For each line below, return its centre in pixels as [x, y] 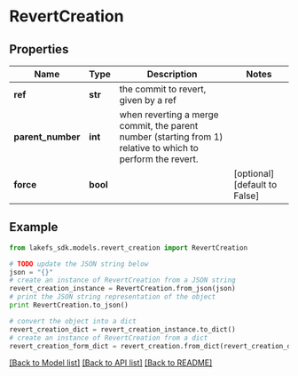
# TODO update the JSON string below [79, 264]
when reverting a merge [169, 115]
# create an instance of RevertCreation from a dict [109, 338]
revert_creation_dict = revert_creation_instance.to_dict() [123, 329]
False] [247, 196]
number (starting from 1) [171, 137]
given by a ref [148, 100]
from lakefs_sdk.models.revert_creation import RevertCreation [129, 248]
